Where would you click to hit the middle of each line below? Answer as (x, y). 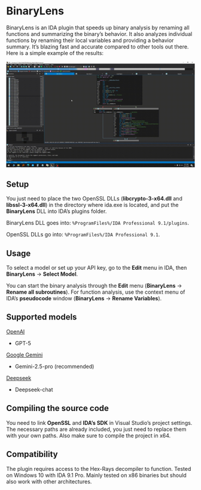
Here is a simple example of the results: (55, 53)
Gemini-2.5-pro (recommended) (54, 366)
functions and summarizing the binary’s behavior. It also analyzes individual (99, 34)
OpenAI (16, 331)
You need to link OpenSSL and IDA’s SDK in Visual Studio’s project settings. (99, 422)
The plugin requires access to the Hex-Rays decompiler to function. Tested (99, 468)
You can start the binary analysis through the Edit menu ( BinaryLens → (94, 286)
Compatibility (32, 454)
